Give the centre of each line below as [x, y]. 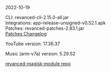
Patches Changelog [26, 34]
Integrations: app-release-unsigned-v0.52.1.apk [55, 23]
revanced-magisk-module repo [38, 64]
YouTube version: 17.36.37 [33, 44]
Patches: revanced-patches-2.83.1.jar [45, 28]
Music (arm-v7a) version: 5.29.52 [40, 54]
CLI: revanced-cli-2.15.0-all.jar [37, 17]
